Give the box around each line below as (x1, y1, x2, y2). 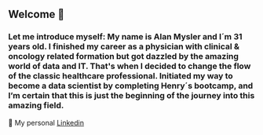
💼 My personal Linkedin (8, 118, 85, 127)
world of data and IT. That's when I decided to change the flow (8, 60, 251, 71)
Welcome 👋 (8, 8, 65, 21)
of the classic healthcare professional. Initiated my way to (8, 71, 233, 82)
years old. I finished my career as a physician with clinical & (8, 41, 239, 52)
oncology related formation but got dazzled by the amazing (8, 51, 239, 62)
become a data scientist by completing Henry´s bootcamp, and (8, 80, 254, 91)
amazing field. (8, 100, 64, 111)
